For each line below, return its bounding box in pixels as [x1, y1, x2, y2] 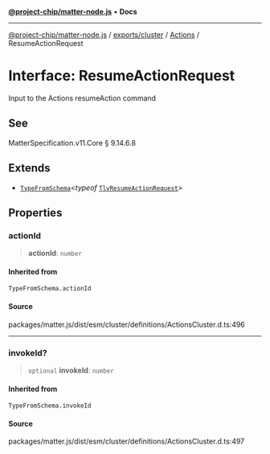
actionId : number [27, 249, 83, 258]
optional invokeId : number [27, 365, 114, 375]
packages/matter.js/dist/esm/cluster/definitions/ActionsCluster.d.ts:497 [8, 436, 245, 446]
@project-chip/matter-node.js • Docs [8, 7, 138, 16]
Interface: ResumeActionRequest [8, 67, 235, 85]
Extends [8, 161, 51, 175]
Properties [8, 205, 63, 220]
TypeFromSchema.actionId [8, 285, 92, 293]
